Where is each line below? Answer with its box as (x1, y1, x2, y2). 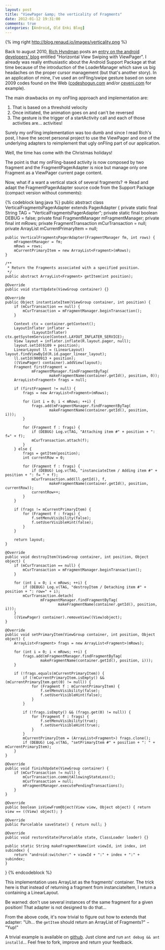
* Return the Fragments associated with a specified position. (7, 265, 140, 270)
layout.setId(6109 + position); (14, 343, 80, 348)
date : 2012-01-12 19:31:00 (5, 16, 61, 21)
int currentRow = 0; (23, 455, 65, 460)
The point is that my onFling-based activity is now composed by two (5, 159, 144, 165)
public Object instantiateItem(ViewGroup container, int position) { (5, 300, 151, 305)
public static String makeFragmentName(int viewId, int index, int (5, 844, 147, 849)
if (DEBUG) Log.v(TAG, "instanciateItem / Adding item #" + (31, 468, 158, 474)
